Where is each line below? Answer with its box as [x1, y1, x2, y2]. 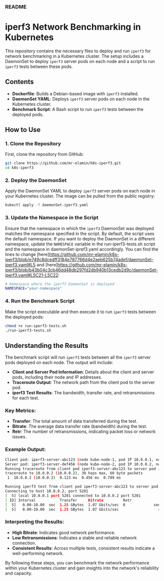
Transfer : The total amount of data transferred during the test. [12, 418, 138, 424]
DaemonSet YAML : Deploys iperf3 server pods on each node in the [12, 96, 150, 102]
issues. [12, 434, 27, 440]
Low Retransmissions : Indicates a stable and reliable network [12, 535, 137, 540]
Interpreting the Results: [5, 518, 64, 525]
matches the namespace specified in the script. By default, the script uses [5, 231, 155, 237]
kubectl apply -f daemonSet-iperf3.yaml [5, 203, 89, 208]
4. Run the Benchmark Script [5, 298, 75, 304]
